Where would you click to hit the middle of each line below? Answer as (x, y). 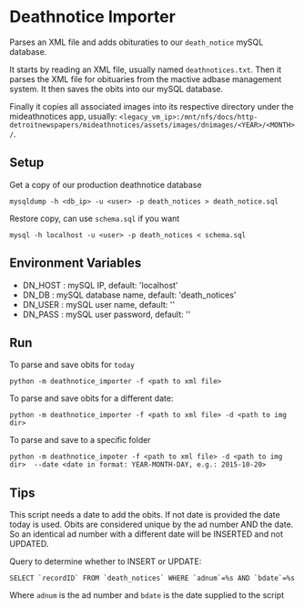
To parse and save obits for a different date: (91, 398)
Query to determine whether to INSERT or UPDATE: (106, 562)
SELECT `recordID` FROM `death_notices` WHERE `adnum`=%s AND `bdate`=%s (152, 578)
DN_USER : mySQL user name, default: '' (99, 304)
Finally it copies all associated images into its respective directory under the (152, 106)
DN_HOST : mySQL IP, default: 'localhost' (101, 285)
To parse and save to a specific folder (81, 440)
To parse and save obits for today (72, 365)
